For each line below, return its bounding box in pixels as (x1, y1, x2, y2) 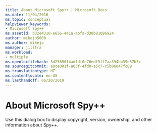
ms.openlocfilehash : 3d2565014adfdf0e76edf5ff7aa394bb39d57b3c (5, 59, 141, 64)
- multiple (5, 54, 28, 60)
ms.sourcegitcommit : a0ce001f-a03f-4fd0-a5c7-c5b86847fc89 (5, 64, 132, 69)
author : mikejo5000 (5, 36, 46, 41)
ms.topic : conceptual (5, 17, 51, 22)
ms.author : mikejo (5, 40, 44, 46)
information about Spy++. (5, 122, 59, 128)
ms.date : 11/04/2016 (5, 12, 49, 17)
